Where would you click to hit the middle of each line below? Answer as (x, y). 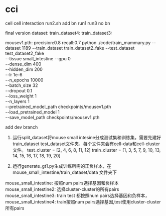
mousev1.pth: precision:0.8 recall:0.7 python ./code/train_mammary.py (78, 42)
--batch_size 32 (22, 85)
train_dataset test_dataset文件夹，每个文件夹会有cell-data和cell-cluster (86, 144)
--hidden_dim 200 (24, 69)
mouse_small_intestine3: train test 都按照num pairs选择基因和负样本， (77, 195)
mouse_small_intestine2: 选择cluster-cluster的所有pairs (62, 189)
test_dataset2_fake (25, 53)
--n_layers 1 (18, 101)
